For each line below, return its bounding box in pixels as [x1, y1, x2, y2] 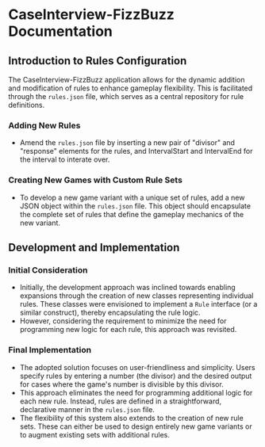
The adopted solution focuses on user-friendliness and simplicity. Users [19, 362, 255, 372]
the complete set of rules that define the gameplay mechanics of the [19, 209, 244, 219]
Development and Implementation [8, 240, 180, 254]
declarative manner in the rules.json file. [19, 404, 155, 414]
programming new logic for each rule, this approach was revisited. [19, 325, 237, 334]
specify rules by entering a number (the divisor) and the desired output [19, 371, 252, 380]
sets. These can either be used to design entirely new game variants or [19, 422, 252, 431]
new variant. [19, 218, 61, 227]
